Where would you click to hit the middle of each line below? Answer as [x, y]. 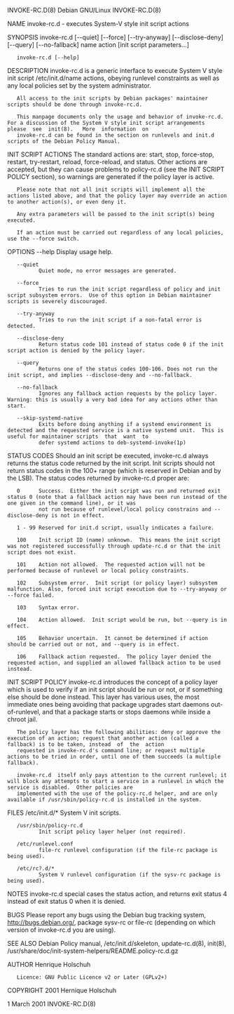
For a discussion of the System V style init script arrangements [106, 123]
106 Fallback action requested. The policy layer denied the [114, 657]
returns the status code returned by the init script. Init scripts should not [111, 463]
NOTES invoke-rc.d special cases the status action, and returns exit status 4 [117, 894]
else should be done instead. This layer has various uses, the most [103, 697]
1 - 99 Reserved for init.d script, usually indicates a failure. [116, 528]
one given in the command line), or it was [72, 503]
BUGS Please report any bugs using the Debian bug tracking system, [107, 915]
